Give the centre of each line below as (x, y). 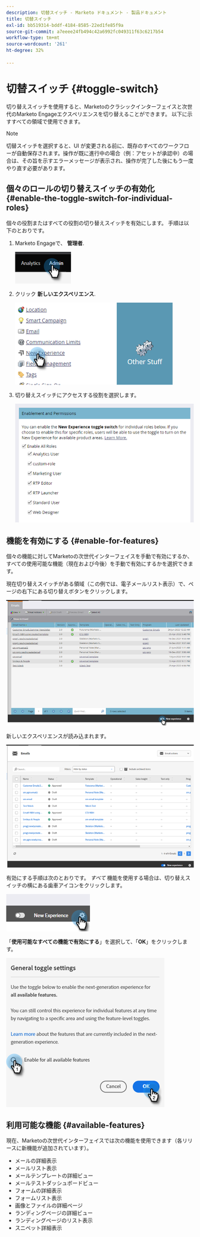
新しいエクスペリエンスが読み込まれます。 (58, 736)
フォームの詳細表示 (38, 1190)
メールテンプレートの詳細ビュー (54, 1176)
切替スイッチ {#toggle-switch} (82, 89)
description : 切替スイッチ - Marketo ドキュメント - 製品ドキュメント (87, 13)
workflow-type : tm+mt (33, 38)
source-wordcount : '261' (37, 44)
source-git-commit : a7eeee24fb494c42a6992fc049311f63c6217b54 (85, 32)
